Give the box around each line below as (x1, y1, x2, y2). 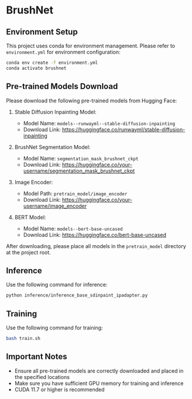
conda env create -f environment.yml (6, 60, 98, 66)
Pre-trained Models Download (6, 81, 118, 91)
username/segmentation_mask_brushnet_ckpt (23, 167, 135, 174)
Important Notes (6, 352, 67, 362)
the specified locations (14, 373, 70, 380)
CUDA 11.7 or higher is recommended (14, 386, 105, 393)
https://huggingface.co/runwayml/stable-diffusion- (62, 126, 186, 133)
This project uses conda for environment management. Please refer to (6, 42, 176, 49)
